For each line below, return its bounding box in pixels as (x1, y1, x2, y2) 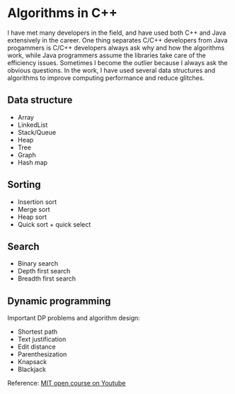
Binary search (17, 259, 59, 268)
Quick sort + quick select (17, 220, 91, 228)
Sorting (7, 179, 41, 191)
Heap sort (17, 213, 47, 221)
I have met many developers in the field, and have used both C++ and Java (7, 28, 227, 37)
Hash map (17, 158, 48, 167)
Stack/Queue (17, 128, 57, 136)
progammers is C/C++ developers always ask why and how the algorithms (7, 43, 225, 52)
